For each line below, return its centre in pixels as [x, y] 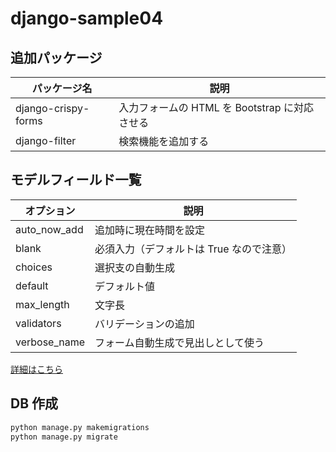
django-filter [46, 140]
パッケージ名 [62, 88]
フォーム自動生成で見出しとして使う [179, 342]
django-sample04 [87, 18]
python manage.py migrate [64, 437]
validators [38, 323]
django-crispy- [52, 108]
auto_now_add [49, 229]
